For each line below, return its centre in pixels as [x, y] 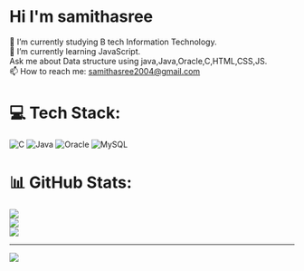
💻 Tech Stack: [65, 113]
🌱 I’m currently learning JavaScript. [75, 51]
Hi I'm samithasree [81, 17]
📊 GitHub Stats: [71, 183]
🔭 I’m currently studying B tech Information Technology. [113, 42]
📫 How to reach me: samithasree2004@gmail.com [105, 71]
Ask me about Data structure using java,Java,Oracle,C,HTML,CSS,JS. [138, 61]
